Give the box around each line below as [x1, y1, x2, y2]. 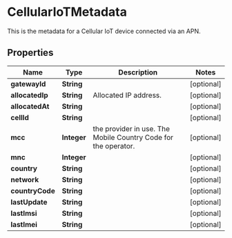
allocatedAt [10, 101, 50, 111]
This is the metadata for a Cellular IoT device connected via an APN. [7, 27, 201, 35]
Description [118, 67, 158, 77]
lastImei [10, 219, 38, 229]
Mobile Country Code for [93, 132, 174, 142]
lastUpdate [10, 197, 48, 207]
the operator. [93, 141, 135, 150]
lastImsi [10, 208, 37, 218]
